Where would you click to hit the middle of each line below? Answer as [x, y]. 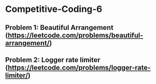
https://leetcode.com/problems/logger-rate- [79, 67]
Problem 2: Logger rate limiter [53, 60]
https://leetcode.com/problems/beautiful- [75, 35]
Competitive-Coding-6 [54, 9]
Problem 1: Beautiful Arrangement [59, 28]
